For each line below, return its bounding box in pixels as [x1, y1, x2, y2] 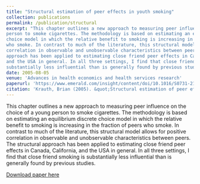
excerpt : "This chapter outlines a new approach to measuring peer [6, 25, 177, 32]
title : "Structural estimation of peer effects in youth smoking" [6, 8, 174, 15]
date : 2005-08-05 [6, 70, 49, 76]
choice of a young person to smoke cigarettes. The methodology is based [6, 108, 187, 116]
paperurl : [6, 81, 31, 87]
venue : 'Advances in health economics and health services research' [6, 75, 183, 81]
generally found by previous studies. [6, 159, 96, 167]
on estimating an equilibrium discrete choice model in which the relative [6, 115, 183, 122]
